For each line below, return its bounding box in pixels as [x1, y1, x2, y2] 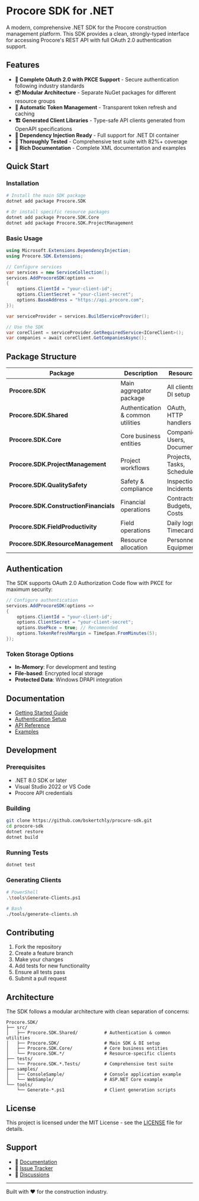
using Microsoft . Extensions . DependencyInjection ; [6, 248, 131, 254]
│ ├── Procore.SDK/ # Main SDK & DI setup [6, 1040, 161, 1046]
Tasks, [166, 460, 185, 469]
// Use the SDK [6, 324, 44, 330]
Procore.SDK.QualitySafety [9, 481, 88, 489]
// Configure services [6, 263, 62, 270]
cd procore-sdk [6, 823, 44, 829]
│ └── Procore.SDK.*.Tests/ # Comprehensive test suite [6, 1061, 174, 1067]
